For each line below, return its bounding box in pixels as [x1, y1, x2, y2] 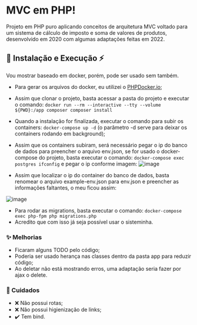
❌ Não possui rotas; [14, 300, 64, 307]
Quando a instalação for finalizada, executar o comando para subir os [14, 117, 184, 124]
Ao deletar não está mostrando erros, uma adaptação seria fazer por [14, 266, 181, 273]
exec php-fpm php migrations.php [14, 213, 97, 219]
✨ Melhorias [6, 233, 42, 241]
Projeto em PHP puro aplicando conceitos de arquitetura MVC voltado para [6, 23, 188, 30]
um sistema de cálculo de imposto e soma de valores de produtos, [6, 29, 168, 36]
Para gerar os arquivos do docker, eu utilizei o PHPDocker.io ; [14, 83, 163, 90]
